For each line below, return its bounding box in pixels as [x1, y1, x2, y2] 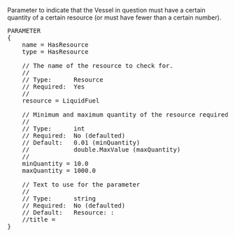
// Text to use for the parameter [22, 181, 141, 188]
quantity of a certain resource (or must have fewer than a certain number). [7, 13, 222, 22]
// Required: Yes [22, 83, 85, 90]
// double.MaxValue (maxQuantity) [22, 146, 181, 153]
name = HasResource [22, 41, 89, 48]
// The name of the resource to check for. [22, 62, 173, 69]
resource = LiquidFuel [22, 97, 100, 104]
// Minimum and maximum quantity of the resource [22, 111, 196, 118]
